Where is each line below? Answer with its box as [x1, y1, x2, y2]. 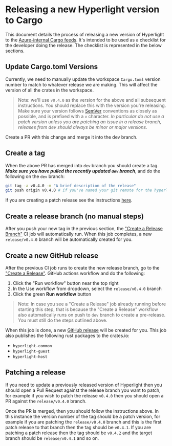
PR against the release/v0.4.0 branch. [5, 398, 87, 404]
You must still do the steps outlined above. [17, 317, 107, 323]
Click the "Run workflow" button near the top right [12, 280, 119, 286]
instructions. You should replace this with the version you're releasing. [17, 102, 166, 108]
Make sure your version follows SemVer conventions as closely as [17, 107, 157, 114]
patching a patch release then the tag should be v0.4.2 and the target [5, 430, 153, 436]
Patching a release [5, 368, 66, 377]
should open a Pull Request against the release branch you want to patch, [5, 387, 161, 393]
